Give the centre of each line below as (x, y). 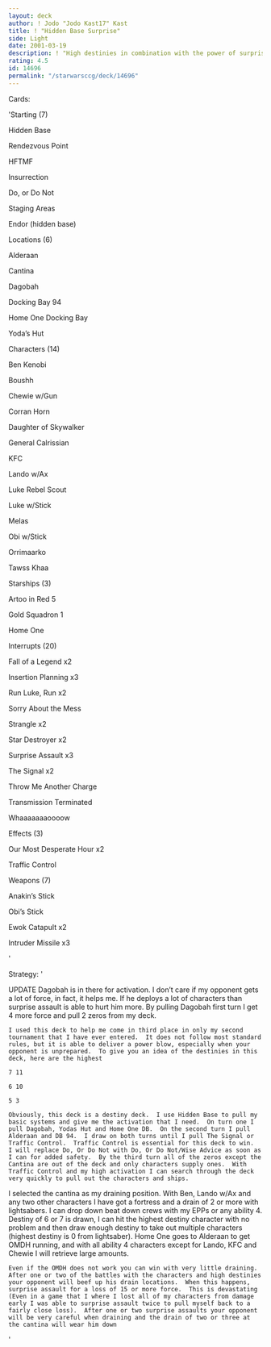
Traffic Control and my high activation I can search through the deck (131, 1171)
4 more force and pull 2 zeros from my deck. (83, 1015)
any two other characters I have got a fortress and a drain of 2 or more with (133, 1202)
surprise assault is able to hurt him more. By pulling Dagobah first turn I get (133, 1007)
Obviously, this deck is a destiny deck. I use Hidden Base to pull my (133, 1115)
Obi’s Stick (26, 911)
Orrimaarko (27, 552)
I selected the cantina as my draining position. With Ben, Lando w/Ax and (130, 1193)
